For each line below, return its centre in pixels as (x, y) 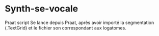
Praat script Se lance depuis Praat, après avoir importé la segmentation (79, 22)
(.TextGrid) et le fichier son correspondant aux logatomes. (66, 27)
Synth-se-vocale (42, 9)
